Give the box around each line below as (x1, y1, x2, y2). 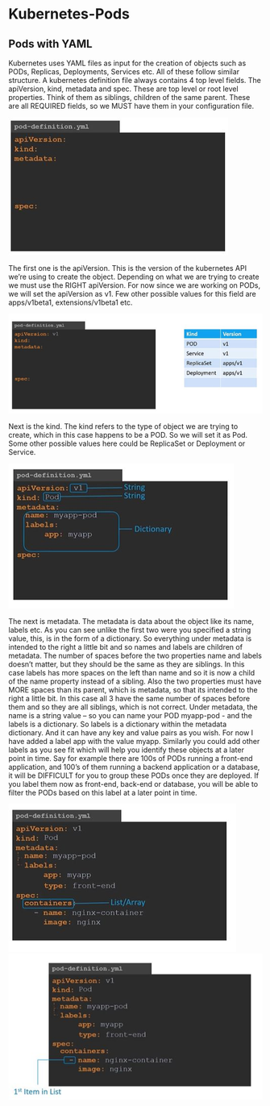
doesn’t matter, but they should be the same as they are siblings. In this (8, 659, 245, 669)
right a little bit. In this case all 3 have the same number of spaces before (8, 693, 251, 703)
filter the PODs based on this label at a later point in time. (8, 788, 197, 797)
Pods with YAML (8, 37, 93, 51)
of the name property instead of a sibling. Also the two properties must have (8, 676, 262, 686)
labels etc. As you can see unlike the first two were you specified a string (8, 625, 251, 634)
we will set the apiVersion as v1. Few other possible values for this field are (8, 289, 256, 298)
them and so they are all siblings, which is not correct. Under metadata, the (8, 702, 258, 712)
